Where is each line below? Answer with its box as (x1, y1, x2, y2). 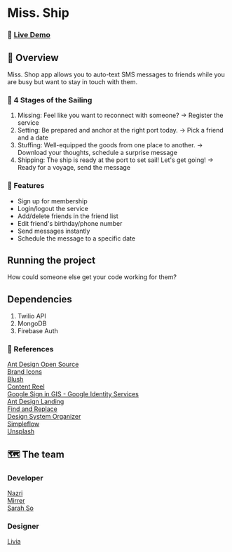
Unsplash (7, 427, 35, 436)
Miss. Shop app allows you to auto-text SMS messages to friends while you (7, 70, 226, 79)
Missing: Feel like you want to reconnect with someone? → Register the (17, 111, 224, 120)
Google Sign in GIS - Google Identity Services (7, 390, 139, 398)
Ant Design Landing (7, 398, 64, 406)
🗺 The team (7, 448, 64, 460)
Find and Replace (7, 405, 58, 413)
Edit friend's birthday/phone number (17, 219, 123, 227)
